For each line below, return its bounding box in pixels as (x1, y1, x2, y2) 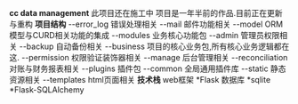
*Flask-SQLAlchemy (9, 84, 85, 95)
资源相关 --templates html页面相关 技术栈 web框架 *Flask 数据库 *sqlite (9, 75, 271, 84)
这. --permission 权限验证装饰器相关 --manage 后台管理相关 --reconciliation (9, 52, 288, 62)
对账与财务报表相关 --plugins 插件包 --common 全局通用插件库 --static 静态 (9, 63, 286, 74)
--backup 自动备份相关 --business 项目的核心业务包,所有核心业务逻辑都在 (19, 41, 290, 52)
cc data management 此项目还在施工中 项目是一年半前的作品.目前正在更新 (9, 8, 283, 18)
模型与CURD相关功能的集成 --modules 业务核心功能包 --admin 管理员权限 (9, 30, 280, 40)
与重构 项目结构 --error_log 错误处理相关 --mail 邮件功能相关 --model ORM (9, 19, 283, 29)
